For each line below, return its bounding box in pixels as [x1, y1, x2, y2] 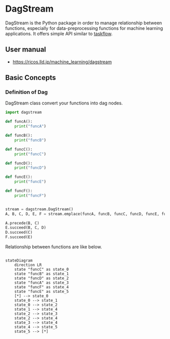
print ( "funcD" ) [14, 165, 47, 170]
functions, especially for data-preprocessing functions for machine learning [5, 25, 163, 31]
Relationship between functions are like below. [5, 244, 102, 250]
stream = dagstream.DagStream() [5, 206, 73, 212]
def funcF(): [5, 189, 33, 194]
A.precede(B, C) [5, 220, 39, 225]
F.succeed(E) [5, 235, 33, 240]
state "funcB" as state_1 [14, 272, 69, 277]
